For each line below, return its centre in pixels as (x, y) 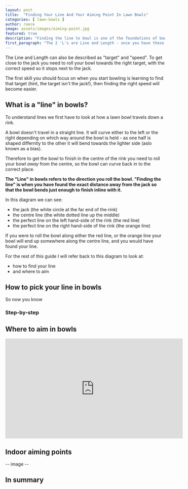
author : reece (20, 24)
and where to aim (31, 271)
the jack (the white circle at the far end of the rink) (65, 209)
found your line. (22, 246)
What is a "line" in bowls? (47, 105)
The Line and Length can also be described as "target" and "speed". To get (84, 57)
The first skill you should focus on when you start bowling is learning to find (84, 78)
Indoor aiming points (39, 452)
